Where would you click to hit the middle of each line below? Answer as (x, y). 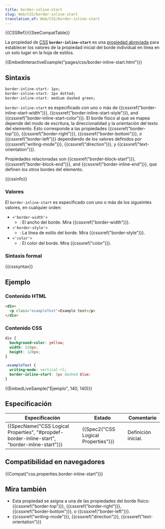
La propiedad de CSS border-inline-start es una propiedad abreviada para (82, 42)
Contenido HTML (26, 296)
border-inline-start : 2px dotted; (41, 94)
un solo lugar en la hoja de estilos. (40, 53)
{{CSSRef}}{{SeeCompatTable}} (38, 33)
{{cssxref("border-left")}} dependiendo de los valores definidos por (73, 139)
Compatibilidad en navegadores (55, 462)
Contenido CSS (24, 328)
